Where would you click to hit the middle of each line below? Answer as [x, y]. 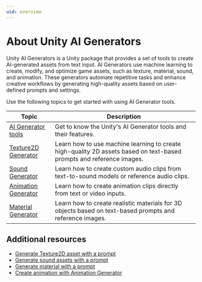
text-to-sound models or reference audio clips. [122, 176]
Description [124, 116]
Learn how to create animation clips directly [117, 185]
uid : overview [24, 12]
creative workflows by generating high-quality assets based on [84, 83]
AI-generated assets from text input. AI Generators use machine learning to [99, 64]
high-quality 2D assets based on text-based [118, 151]
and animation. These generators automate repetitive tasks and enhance [96, 77]
